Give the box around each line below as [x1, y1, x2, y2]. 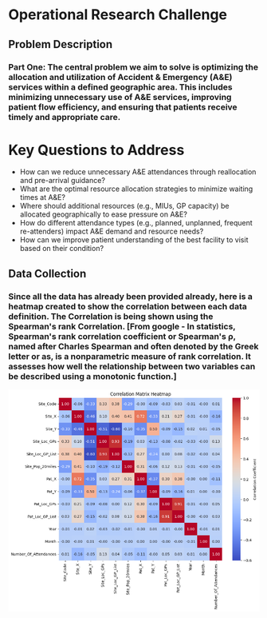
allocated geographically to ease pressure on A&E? [19, 209, 187, 219]
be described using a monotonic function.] [8, 370, 177, 381]
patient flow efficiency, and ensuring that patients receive [8, 102, 238, 113]
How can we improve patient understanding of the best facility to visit [19, 235, 249, 245]
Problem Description [8, 38, 113, 51]
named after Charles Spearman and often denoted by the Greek [8, 341, 259, 352]
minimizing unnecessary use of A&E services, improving [8, 91, 232, 102]
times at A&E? [19, 193, 66, 202]
